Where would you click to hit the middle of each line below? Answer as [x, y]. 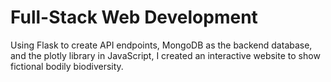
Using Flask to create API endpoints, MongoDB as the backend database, [161, 45]
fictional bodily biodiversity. [67, 66]
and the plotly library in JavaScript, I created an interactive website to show [165, 55]
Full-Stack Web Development [134, 17]
